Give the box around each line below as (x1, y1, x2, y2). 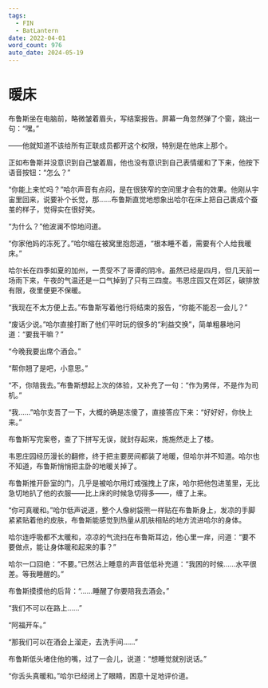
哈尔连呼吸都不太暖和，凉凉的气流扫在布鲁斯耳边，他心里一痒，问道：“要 (8, 532, 250, 542)
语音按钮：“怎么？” (8, 167, 71, 177)
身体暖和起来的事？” (49, 542, 117, 551)
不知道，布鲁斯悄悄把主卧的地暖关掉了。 (8, 461, 141, 471)
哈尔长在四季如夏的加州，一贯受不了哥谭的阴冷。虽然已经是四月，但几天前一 (8, 265, 260, 275)
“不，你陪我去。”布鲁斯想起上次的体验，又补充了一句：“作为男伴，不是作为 (8, 380, 252, 390)
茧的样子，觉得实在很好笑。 (8, 205, 100, 214)
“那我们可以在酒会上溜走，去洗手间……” (8, 637, 138, 646)
